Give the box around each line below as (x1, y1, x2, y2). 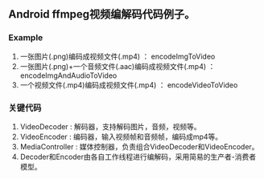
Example (8, 32, 43, 43)
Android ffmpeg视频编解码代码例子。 (8, 7, 196, 22)
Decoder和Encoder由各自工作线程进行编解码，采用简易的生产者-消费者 (19, 152, 256, 161)
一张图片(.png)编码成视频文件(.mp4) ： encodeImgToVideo (19, 51, 216, 61)
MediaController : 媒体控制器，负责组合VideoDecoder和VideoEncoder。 (19, 141, 259, 151)
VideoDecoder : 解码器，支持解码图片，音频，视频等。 (19, 121, 201, 131)
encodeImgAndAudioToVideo (19, 71, 118, 80)
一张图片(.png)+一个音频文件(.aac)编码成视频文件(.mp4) (19, 61, 207, 71)
